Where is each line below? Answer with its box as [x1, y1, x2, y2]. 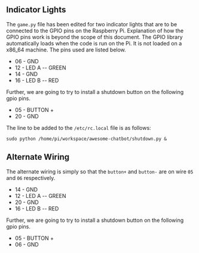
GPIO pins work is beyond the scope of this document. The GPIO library [6, 33, 183, 41]
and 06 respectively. [6, 174, 56, 181]
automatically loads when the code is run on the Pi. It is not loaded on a [6, 39, 182, 47]
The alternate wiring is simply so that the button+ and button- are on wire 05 [6, 167, 194, 175]
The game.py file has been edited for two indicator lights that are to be [6, 20, 177, 28]
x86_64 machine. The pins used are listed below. [6, 46, 127, 53]
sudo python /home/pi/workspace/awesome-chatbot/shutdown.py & [6, 136, 167, 142]
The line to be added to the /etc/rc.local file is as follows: [6, 124, 151, 131]
